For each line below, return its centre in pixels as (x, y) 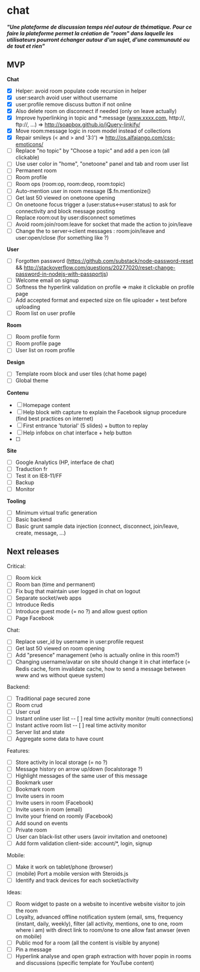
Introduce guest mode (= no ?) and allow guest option (81, 612)
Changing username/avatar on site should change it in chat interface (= (103, 662)
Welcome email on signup (47, 280)
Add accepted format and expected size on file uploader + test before (101, 300)
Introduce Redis (35, 605)
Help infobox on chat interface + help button (77, 432)
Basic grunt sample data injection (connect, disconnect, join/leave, (97, 526)
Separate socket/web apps (49, 598)
